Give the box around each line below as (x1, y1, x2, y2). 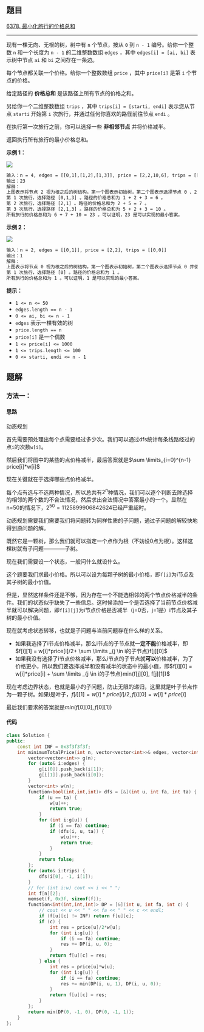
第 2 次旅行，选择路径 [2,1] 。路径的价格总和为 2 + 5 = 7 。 (6, 200, 150, 207)
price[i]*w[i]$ (6, 463, 41, 470)
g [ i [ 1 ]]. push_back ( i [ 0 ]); (38, 772, 104, 778)
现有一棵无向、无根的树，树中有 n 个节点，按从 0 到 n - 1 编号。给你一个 (6, 41, 189, 48)
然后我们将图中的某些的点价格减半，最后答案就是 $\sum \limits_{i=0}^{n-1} (6, 456, 191, 463)
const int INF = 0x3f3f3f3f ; (17, 744, 91, 750)
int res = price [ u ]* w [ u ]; (49, 963, 115, 969)
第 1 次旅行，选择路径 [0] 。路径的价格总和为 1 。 (6, 270, 123, 276)
